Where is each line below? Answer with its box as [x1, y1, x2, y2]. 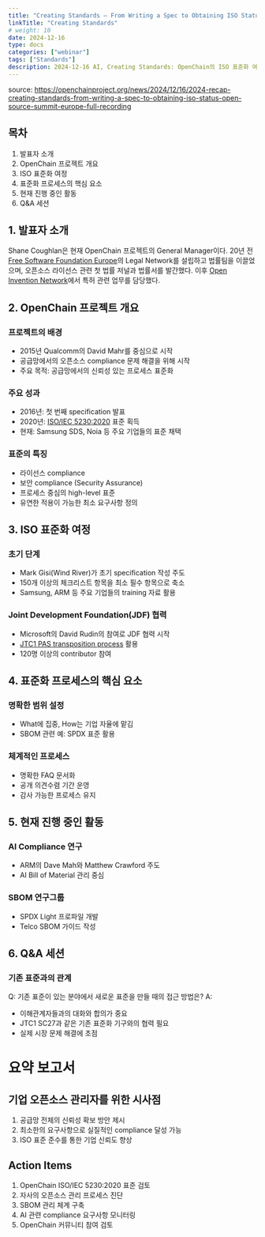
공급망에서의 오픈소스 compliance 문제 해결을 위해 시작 [19, 356, 191, 366]
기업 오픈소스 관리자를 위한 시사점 [8, 1092, 162, 1107]
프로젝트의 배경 [8, 326, 63, 338]
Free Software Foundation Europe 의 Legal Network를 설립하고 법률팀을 [8, 256, 234, 266]
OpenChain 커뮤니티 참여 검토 [19, 1220, 114, 1230]
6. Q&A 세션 [8, 947, 65, 960]
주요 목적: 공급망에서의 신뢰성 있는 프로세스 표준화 [19, 366, 174, 375]
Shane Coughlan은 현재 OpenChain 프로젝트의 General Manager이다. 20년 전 [8, 246, 254, 255]
